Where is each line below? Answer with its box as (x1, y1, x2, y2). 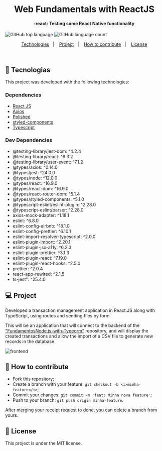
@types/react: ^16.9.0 (12, 180, 58, 186)
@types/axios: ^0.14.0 (12, 164, 58, 170)
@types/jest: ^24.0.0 (12, 169, 55, 175)
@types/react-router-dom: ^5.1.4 (12, 191, 80, 197)
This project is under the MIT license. (5, 440, 82, 446)
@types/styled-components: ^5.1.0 (12, 196, 84, 202)
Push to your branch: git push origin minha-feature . (12, 397, 124, 403)
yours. (5, 412, 19, 418)
